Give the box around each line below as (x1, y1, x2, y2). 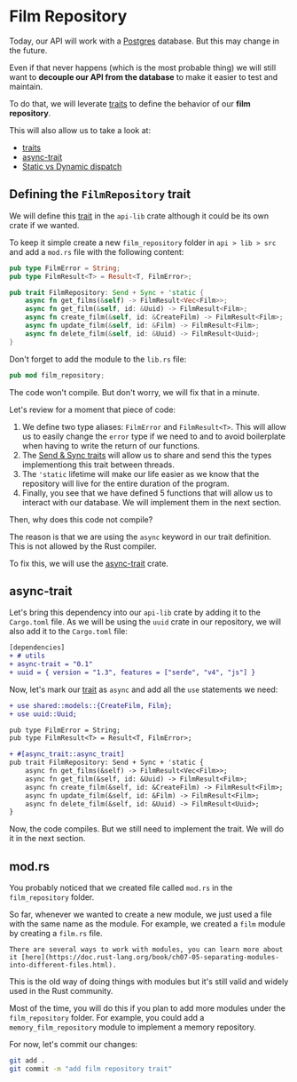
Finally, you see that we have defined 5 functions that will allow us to (21, 487, 273, 498)
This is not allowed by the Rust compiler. (9, 540, 157, 552)
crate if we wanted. (9, 219, 80, 230)
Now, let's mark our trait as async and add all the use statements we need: (9, 684, 278, 695)
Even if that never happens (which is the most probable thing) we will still (9, 62, 277, 73)
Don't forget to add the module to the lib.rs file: (9, 354, 187, 364)
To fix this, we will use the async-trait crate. (9, 558, 168, 569)
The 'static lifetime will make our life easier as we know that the (21, 468, 260, 479)
